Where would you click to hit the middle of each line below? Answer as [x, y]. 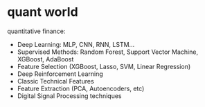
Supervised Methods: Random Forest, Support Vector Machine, [108, 52]
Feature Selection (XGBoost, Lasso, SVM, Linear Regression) [104, 66]
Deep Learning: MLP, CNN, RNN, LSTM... [76, 44]
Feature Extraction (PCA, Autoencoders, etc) [81, 88]
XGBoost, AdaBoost [45, 59]
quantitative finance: [36, 31]
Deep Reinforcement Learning [60, 74]
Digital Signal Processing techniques [69, 96]
